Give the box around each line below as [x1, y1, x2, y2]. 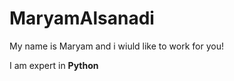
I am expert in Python [9, 59, 99, 71]
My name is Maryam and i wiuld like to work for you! [9, 40, 224, 52]
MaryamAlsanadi [9, 7, 155, 30]
